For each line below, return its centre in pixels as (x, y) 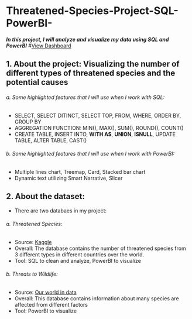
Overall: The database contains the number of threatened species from (100, 248)
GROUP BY (28, 122)
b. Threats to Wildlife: (32, 274)
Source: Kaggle (33, 242)
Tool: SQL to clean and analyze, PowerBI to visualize (78, 260)
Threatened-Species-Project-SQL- (92, 11)
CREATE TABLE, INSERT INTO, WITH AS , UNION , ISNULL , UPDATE (95, 134)
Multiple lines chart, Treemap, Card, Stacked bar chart (80, 171)
